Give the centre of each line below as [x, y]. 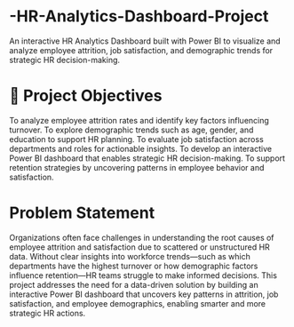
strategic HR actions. [48, 313]
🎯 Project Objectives [86, 96]
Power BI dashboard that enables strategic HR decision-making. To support [147, 158]
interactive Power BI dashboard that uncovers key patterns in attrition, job [144, 294]
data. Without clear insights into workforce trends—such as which [130, 256]
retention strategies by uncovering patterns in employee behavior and [137, 167]
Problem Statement [82, 213]
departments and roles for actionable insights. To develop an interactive [141, 148]
